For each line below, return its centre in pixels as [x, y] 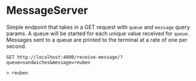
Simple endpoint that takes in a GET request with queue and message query [98, 27]
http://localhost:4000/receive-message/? [70, 57]
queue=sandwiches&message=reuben [48, 62]
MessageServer [47, 10]
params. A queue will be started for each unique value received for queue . [98, 33]
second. [16, 46]
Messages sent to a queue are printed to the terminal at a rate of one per [97, 40]
